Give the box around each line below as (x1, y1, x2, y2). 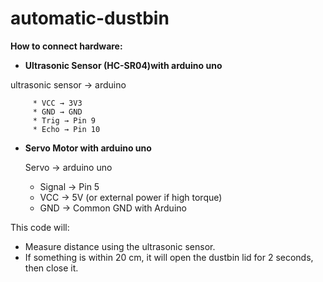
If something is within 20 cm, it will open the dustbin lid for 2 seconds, (24, 251, 314, 263)
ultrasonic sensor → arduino (10, 78, 127, 91)
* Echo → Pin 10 (32, 124, 101, 134)
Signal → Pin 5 (39, 180, 100, 192)
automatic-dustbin (10, 7, 170, 30)
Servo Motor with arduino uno (24, 142, 152, 154)
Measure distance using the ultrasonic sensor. (24, 240, 216, 252)
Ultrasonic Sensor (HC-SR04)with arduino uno (24, 59, 223, 71)
